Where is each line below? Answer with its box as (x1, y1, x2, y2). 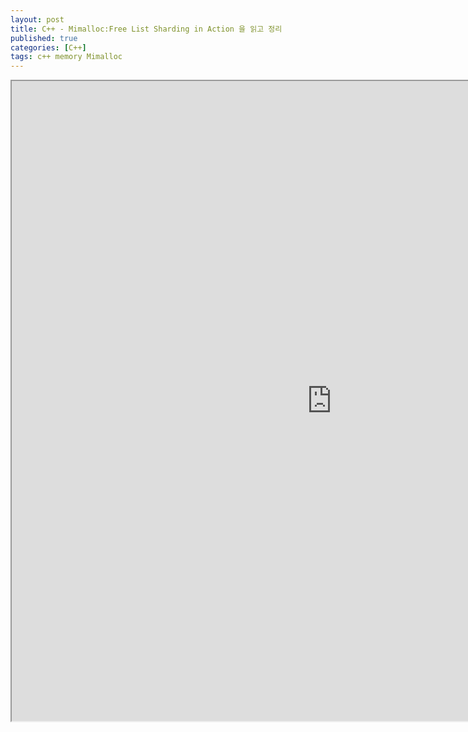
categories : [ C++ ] (10, 42, 87, 53)
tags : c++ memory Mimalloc (10, 52, 123, 62)
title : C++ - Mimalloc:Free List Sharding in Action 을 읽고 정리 (10, 24, 283, 34)
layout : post (10, 14, 65, 25)
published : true (10, 33, 78, 43)
